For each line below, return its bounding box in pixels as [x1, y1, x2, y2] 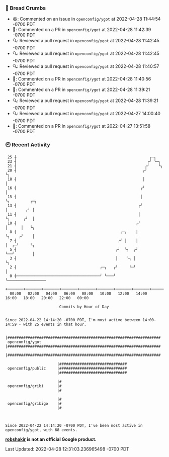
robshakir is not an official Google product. [5, 436, 97, 442]
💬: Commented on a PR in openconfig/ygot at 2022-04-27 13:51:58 [12, 123, 151, 129]
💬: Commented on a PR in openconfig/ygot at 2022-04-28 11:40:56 [12, 76, 151, 82]
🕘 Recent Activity [5, 141, 50, 148]
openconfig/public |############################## [7, 365, 127, 371]
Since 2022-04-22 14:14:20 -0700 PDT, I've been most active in [5, 423, 143, 428]
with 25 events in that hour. [23, 322, 87, 327]
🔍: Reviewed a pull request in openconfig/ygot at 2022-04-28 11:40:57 [12, 63, 159, 69]
